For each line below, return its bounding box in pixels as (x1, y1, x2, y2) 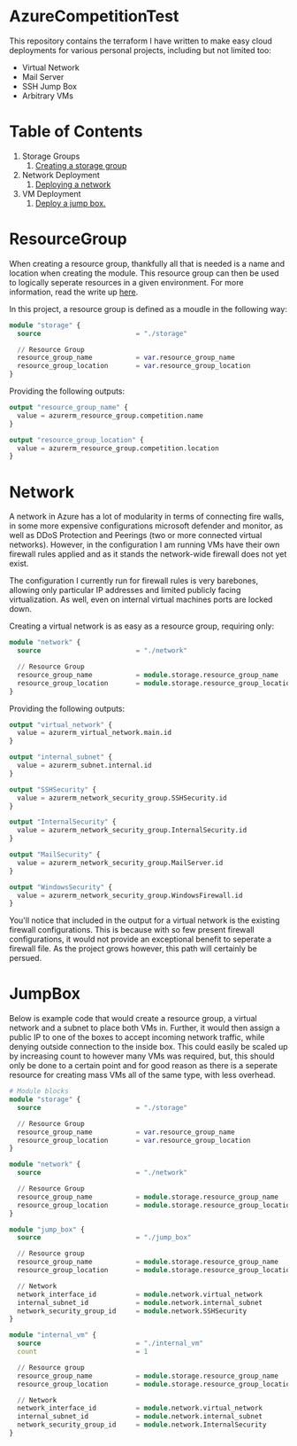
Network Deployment (21, 169, 100, 180)
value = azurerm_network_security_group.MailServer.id (17, 858, 224, 867)
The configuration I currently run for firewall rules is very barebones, (9, 575, 259, 586)
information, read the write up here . (9, 286, 139, 297)
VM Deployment (21, 188, 81, 199)
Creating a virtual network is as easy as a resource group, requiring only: (9, 621, 275, 631)
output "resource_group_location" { (9, 435, 144, 444)
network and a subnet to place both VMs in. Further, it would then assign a (9, 1022, 280, 1034)
